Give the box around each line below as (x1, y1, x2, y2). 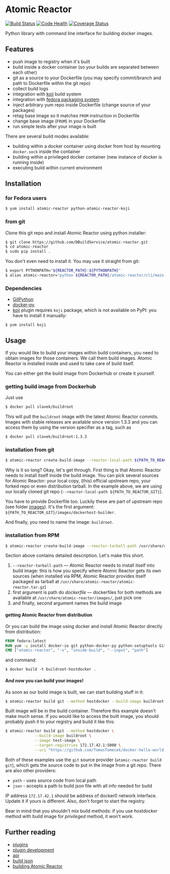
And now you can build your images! (5, 677, 84, 683)
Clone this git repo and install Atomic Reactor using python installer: (5, 230, 147, 236)
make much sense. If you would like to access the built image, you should (5, 713, 159, 719)
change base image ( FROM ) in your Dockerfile (12, 118, 106, 124)
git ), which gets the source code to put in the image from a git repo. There (5, 762, 161, 768)
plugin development (12, 847, 55, 853)
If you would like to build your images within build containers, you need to (5, 350, 159, 356)
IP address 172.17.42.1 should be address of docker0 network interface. (5, 792, 157, 799)
